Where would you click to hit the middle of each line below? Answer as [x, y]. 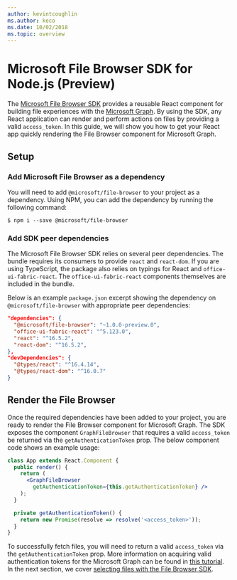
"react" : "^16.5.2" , [44, 338]
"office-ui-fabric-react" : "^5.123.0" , [73, 332]
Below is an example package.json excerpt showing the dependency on [112, 298]
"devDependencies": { [39, 358]
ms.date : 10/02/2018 [38, 27]
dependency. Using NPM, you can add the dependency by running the [110, 199]
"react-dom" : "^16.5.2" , [50, 345]
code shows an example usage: [54, 447]
